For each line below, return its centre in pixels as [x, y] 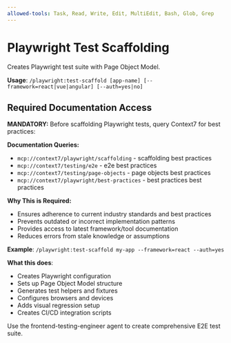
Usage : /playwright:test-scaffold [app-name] [74, 80]
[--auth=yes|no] [120, 87]
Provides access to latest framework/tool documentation [98, 229]
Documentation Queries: [43, 145]
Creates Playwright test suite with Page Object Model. [84, 67]
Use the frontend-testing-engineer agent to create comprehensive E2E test [114, 326]
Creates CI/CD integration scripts [64, 313]
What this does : [30, 263]
